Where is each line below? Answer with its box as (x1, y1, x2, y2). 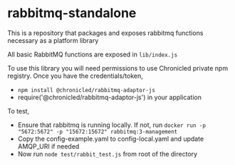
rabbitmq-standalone (7, 5, 137, 21)
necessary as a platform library (7, 36, 99, 44)
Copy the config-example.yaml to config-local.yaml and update (17, 134, 204, 143)
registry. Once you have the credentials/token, (7, 71, 144, 80)
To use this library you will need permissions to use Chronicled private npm (7, 64, 229, 72)
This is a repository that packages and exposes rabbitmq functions (7, 29, 204, 37)
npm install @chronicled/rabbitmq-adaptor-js (17, 86, 155, 94)
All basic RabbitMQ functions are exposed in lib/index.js (7, 50, 178, 59)
